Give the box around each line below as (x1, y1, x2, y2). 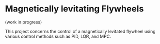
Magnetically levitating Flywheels (5, 3, 144, 14)
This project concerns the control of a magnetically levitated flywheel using (5, 28, 156, 34)
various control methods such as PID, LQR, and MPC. (5, 33, 111, 39)
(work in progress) (5, 19, 42, 25)
